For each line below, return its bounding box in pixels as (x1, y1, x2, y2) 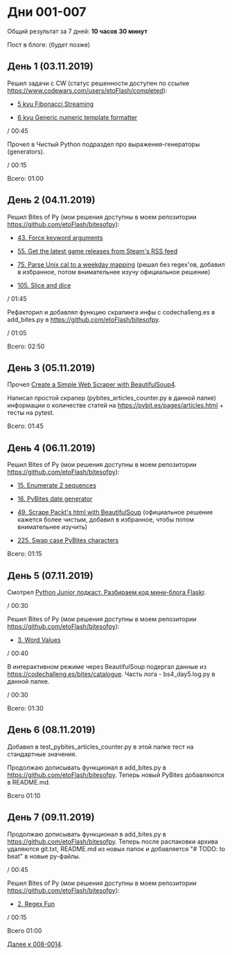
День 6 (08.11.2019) (7, 724, 96, 736)
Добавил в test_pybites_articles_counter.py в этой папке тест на (7, 742, 194, 751)
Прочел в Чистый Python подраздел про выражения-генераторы (7, 140, 200, 148)
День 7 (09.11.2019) (7, 812, 95, 823)
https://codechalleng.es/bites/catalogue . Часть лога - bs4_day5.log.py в (7, 670, 216, 678)
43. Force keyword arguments (17, 233, 103, 242)
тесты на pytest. (7, 409, 55, 417)
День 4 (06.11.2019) (7, 442, 96, 454)
